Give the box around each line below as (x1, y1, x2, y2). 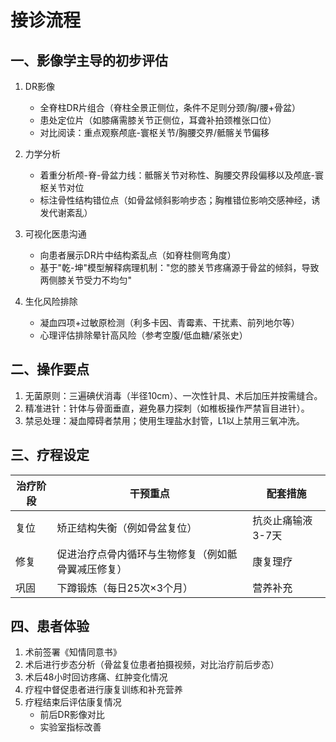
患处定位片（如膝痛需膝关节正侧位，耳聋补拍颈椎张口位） (39, 114, 277, 126)
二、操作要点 (10, 361, 90, 378)
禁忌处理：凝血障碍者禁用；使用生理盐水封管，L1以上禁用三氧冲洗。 (24, 414, 305, 426)
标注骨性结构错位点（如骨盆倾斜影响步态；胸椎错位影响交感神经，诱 (39, 194, 321, 206)
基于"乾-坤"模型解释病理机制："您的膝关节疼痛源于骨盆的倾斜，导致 (39, 262, 320, 273)
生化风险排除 (24, 296, 78, 307)
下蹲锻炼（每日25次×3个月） (56, 581, 194, 595)
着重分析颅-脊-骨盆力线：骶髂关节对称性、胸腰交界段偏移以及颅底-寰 (39, 169, 324, 181)
